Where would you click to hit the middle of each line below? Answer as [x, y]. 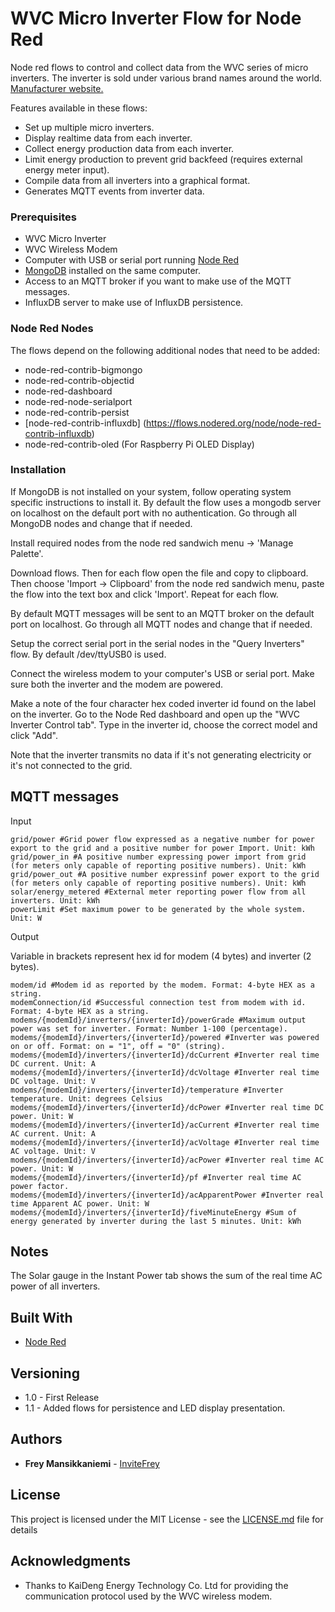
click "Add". [34, 735]
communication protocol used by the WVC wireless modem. [148, 1596]
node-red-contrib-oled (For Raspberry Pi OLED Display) [139, 444]
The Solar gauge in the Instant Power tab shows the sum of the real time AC [166, 1276]
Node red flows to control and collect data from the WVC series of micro [159, 67]
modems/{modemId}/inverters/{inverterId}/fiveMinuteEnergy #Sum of [154, 1212]
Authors [36, 1439]
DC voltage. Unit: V [53, 1081]
